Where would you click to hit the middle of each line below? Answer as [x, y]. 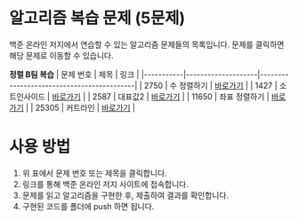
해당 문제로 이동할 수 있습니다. [61, 55]
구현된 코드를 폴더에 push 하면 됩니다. [88, 206]
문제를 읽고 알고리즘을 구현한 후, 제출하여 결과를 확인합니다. [125, 195]
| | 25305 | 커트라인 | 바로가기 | [81, 107]
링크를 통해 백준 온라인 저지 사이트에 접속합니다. [105, 184]
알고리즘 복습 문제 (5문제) [97, 18]
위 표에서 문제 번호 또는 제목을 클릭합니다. [94, 173]
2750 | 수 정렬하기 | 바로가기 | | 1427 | [210, 85]
